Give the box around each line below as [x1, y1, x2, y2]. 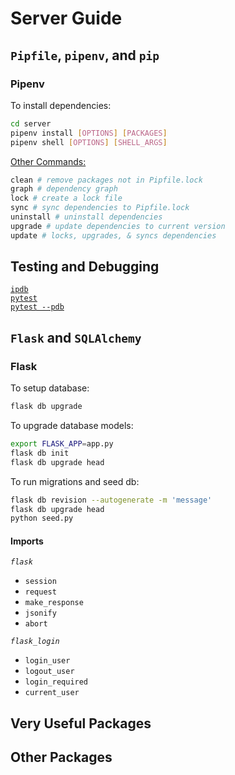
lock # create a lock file [10, 193, 123, 204]
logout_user [24, 667, 75, 677]
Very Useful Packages [10, 715, 152, 732]
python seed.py [10, 513, 74, 524]
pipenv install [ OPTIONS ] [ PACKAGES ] [10, 128, 168, 138]
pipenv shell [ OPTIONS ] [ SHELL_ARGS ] [10, 137, 168, 147]
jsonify [24, 608, 57, 619]
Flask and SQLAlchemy [10, 329, 142, 346]
